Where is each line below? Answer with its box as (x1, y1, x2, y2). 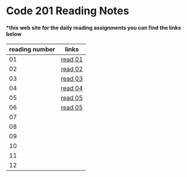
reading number (9, 46, 55, 54)
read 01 (61, 55, 83, 63)
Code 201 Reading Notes (6, 4, 130, 18)
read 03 (61, 75, 83, 83)
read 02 (61, 65, 83, 73)
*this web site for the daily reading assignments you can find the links (6, 24, 182, 31)
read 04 (61, 84, 83, 92)
